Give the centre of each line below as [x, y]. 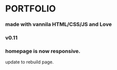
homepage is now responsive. [43, 51]
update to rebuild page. [30, 62]
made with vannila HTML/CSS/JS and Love [58, 24]
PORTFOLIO [31, 9]
